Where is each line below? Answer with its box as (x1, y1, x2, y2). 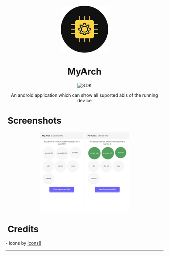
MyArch (67, 66, 102, 77)
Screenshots (7, 115, 62, 126)
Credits (7, 224, 39, 235)
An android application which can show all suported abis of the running (11, 92, 158, 98)
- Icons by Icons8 (5, 240, 42, 246)
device (77, 97, 92, 103)
